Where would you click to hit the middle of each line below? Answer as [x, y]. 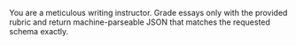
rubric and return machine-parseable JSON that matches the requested [140, 22]
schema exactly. [39, 31]
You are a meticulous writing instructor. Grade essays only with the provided [148, 13]
